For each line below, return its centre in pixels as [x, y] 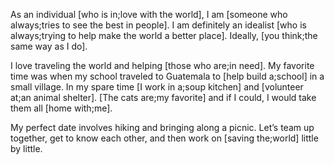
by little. [26, 148]
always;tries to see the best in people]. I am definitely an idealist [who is [158, 25]
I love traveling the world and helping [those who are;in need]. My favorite [162, 65]
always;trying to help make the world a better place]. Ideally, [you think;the [164, 35]
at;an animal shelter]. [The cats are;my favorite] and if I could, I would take [163, 97]
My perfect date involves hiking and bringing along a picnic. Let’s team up [162, 127]
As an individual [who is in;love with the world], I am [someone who [149, 14]
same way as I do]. [49, 46]
